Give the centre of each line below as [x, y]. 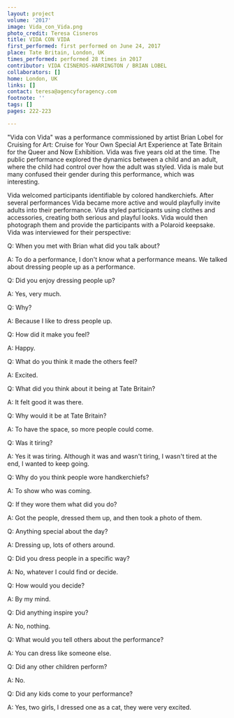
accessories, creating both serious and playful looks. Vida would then [108, 217]
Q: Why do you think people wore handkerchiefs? [78, 477]
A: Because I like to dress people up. [60, 321]
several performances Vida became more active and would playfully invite [114, 203]
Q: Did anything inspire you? [48, 613]
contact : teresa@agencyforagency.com [62, 91]
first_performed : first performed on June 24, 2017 [84, 46]
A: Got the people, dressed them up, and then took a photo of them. [105, 518]
